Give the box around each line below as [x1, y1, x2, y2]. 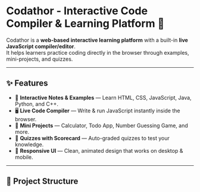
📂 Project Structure [6, 177, 79, 187]
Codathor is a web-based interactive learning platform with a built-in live [6, 36, 189, 43]
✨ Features [6, 78, 48, 89]
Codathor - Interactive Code [6, 4, 148, 18]
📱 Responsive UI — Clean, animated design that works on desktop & [14, 147, 183, 154]
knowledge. [14, 141, 44, 148]
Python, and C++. [14, 100, 58, 108]
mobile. [14, 153, 34, 160]
